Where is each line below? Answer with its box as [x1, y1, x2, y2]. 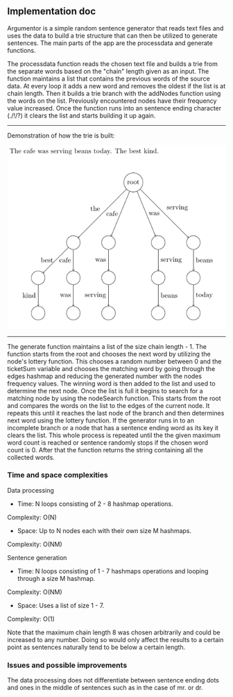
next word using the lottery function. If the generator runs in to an [7, 416, 194, 425]
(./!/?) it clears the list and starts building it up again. [7, 111, 156, 120]
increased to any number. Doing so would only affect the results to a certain [7, 635, 224, 643]
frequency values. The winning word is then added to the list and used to [7, 379, 216, 388]
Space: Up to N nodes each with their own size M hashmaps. [17, 526, 192, 534]
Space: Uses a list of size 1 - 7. [17, 601, 105, 609]
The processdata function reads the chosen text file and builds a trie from [7, 59, 218, 68]
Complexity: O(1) [7, 614, 55, 623]
